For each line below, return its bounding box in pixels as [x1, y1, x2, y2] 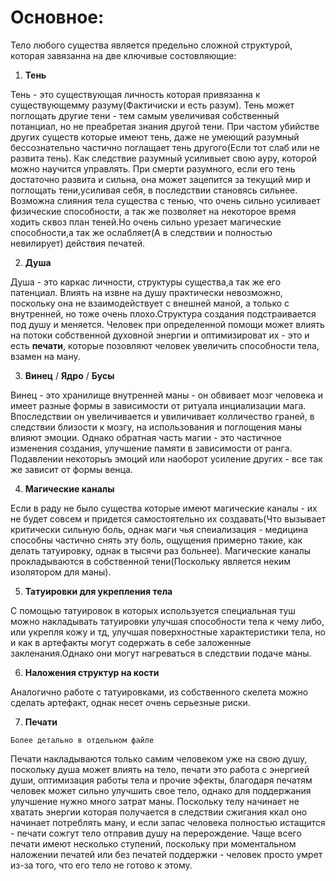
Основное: [10, 6, 105, 29]
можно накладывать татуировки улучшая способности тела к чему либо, [10, 615, 325, 627]
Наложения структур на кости [24, 666, 160, 678]
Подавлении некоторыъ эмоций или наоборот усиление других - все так [10, 452, 323, 465]
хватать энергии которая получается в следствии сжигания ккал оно [10, 806, 308, 818]
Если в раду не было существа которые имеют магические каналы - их [10, 502, 318, 514]
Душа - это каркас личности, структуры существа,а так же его [10, 276, 282, 288]
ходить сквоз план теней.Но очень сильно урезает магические [10, 216, 282, 228]
